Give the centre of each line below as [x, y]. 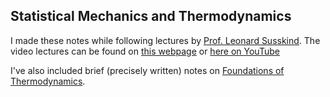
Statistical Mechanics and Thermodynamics [151, 16]
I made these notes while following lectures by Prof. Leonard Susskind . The [165, 40]
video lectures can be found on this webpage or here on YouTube [145, 51]
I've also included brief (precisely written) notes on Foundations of [147, 70]
